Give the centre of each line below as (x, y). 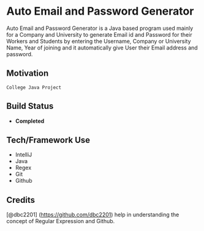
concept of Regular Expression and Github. (61, 221)
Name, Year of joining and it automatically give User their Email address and (102, 48)
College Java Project (34, 87)
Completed (30, 121)
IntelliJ (24, 155)
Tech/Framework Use (48, 140)
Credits (21, 200)
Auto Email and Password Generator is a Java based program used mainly (100, 28)
